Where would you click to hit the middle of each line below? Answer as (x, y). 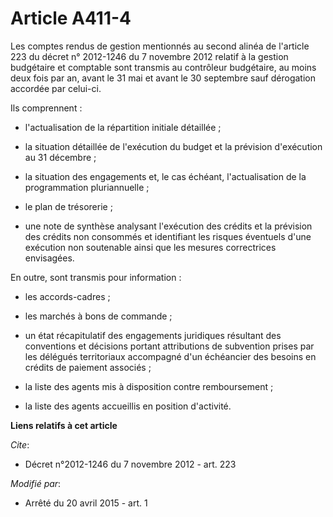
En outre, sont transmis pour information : (96, 277)
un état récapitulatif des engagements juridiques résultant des (153, 335)
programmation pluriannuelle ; (87, 187)
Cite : (20, 444)
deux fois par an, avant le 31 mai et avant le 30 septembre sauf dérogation (163, 78)
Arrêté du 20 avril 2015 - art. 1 (86, 503)
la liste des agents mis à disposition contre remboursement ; (149, 386)
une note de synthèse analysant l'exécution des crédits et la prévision (168, 226)
